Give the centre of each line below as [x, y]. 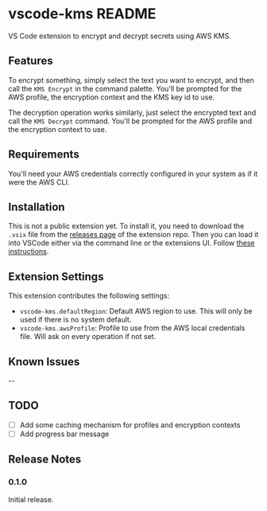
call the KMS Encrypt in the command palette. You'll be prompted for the [125, 88]
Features [31, 61]
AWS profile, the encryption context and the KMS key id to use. [112, 97]
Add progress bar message [64, 434]
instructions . [29, 252]
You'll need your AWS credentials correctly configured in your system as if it [133, 174]
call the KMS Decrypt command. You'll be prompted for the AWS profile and [130, 121]
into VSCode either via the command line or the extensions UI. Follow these [132, 243]
